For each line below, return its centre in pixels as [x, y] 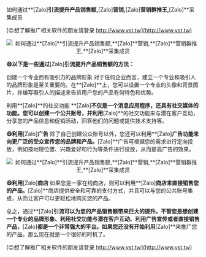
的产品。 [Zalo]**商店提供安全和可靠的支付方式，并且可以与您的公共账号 [97, 190]
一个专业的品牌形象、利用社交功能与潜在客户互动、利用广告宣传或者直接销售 [103, 219]
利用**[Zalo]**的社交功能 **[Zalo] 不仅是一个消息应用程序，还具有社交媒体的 [103, 105]
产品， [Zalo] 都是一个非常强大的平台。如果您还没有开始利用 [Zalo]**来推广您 [102, 227]
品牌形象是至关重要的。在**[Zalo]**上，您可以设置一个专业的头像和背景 [102, 85]
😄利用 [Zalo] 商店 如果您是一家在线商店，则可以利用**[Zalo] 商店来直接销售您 [103, 183]
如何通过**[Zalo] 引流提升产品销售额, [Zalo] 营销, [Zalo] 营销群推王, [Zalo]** [98, 10]
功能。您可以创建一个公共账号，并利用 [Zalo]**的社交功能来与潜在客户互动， [102, 113]
